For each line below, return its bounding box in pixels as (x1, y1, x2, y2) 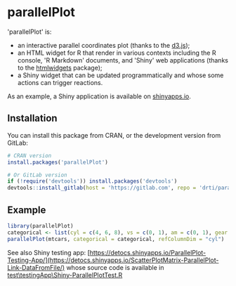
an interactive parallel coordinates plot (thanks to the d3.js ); (17, 41, 190, 49)
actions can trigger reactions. (17, 78, 103, 86)
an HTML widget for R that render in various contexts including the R (17, 48, 216, 57)
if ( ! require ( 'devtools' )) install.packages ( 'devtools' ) (7, 178, 178, 185)
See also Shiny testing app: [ (7, 248, 90, 256)
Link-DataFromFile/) (7, 263, 65, 271)
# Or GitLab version (7, 171, 68, 178)
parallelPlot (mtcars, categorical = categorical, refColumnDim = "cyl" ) (7, 235, 225, 242)
